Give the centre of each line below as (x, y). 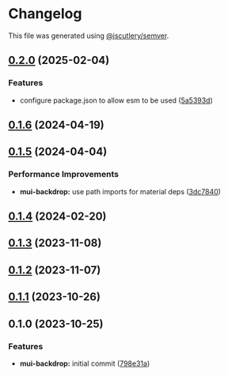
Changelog (45, 14)
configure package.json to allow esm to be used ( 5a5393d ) (116, 100)
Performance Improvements (64, 175)
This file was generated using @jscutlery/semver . (89, 36)
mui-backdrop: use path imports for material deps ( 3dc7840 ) (120, 191)
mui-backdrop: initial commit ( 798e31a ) (85, 363)
